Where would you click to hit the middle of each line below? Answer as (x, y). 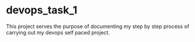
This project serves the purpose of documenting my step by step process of (98, 26)
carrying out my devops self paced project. (58, 32)
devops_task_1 (42, 10)
